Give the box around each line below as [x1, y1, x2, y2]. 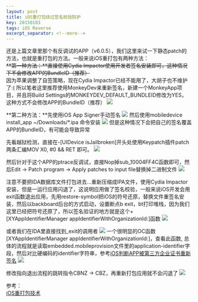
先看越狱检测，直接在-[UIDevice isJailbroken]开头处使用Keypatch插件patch [6, 139, 190, 146]
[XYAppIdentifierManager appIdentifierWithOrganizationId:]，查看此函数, [6, 235, 183, 242]
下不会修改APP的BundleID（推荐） [6, 69, 90, 77]
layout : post [6, 8, 38, 15]
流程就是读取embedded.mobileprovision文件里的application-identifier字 [16, 243, 190, 250]
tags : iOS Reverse [6, 25, 51, 31]
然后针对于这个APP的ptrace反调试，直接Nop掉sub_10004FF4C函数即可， [6, 158, 184, 165]
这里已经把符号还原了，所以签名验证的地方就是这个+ [6, 208, 134, 215]
